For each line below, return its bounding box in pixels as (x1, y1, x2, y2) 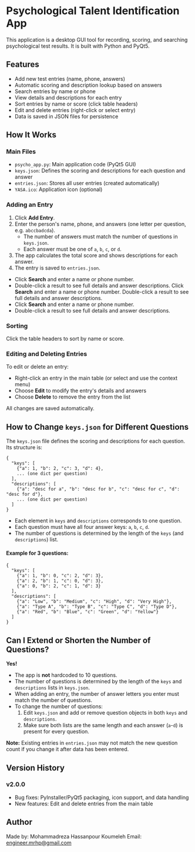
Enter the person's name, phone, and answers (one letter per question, (14, 220, 186, 228)
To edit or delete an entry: (6, 363, 69, 370)
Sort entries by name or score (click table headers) (14, 100, 138, 107)
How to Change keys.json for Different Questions (6, 422, 189, 432)
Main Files (6, 147, 36, 156)
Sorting (6, 321, 28, 330)
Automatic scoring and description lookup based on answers (14, 81, 163, 88)
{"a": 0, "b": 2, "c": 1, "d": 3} (16, 583, 101, 589)
